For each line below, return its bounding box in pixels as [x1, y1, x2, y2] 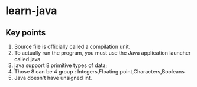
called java [14, 56, 41, 62]
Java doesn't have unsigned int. [14, 75, 92, 81]
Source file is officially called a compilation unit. [14, 43, 131, 50]
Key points [5, 28, 46, 38]
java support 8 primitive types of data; [14, 62, 108, 69]
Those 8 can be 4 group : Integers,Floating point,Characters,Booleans [14, 68, 185, 75]
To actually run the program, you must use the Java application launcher [14, 49, 191, 56]
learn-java [5, 4, 57, 18]
